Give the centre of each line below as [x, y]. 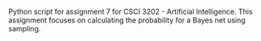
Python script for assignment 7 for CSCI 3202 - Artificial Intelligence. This [130, 12]
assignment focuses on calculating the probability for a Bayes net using [127, 20]
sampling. [25, 29]
